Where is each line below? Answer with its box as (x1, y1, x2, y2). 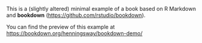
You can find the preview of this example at (6, 24, 115, 30)
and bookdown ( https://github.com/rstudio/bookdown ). (6, 12, 146, 19)
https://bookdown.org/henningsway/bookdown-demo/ (6, 30, 143, 37)
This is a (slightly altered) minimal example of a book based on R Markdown (6, 5, 197, 12)
